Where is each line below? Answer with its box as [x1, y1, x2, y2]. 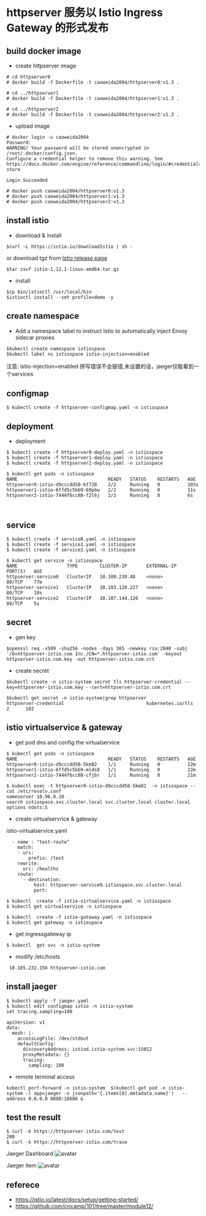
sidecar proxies [15, 333, 55, 341]
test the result [6, 1112, 61, 1123]
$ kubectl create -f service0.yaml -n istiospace [6, 536, 136, 542]
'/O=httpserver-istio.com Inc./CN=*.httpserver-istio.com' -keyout [6, 650, 183, 657]
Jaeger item [6, 1162, 37, 1169]
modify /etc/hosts [15, 953, 60, 960]
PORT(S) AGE [6, 569, 43, 575]
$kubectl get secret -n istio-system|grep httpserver [6, 695, 147, 701]
